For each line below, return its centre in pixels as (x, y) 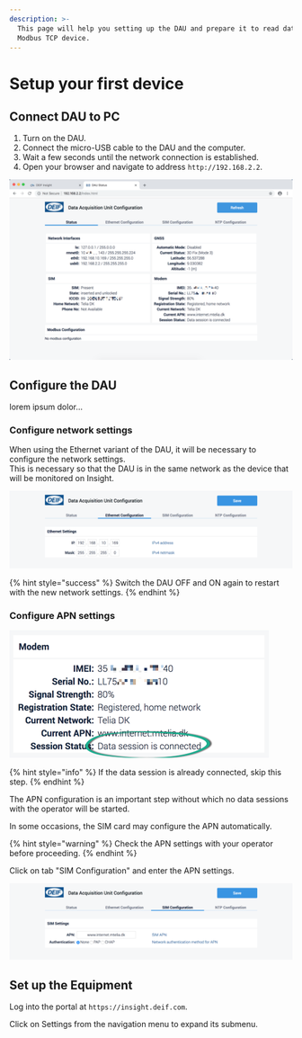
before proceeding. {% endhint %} (73, 853)
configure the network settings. (67, 460)
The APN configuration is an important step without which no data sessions (149, 799)
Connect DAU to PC (65, 116)
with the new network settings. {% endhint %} (95, 592)
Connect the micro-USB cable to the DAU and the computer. (133, 148)
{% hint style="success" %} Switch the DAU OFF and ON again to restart (145, 582)
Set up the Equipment (71, 985)
